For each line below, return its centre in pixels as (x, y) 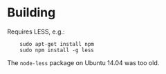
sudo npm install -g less (57, 50)
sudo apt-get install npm (57, 44)
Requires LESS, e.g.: (36, 32)
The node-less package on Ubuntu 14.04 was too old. (83, 62)
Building (31, 13)
